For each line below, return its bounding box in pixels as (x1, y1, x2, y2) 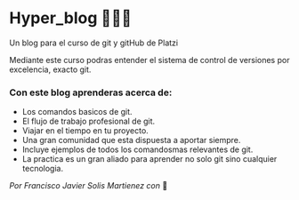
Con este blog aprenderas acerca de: (9, 86, 173, 99)
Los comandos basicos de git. (21, 107, 133, 117)
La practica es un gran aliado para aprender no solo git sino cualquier (21, 154, 278, 164)
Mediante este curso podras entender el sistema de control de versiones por (9, 54, 290, 65)
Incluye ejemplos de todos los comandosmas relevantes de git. (21, 144, 254, 155)
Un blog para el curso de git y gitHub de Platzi (9, 37, 179, 48)
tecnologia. (21, 164, 64, 174)
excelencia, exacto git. (9, 64, 92, 75)
